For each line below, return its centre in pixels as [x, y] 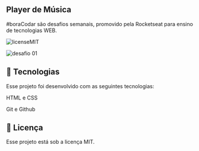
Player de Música [39, 10]
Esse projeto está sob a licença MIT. [50, 142]
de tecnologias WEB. [32, 30]
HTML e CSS [22, 98]
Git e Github [21, 109]
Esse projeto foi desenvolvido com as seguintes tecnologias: [80, 86]
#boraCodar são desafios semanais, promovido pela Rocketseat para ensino [99, 24]
